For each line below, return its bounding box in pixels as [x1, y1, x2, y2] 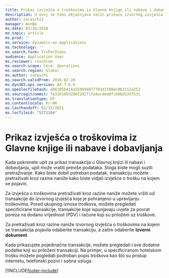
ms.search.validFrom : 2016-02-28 [5, 77, 75, 82]
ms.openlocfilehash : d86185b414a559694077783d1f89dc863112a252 [5, 86, 141, 92]
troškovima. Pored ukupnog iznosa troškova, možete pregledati [5, 201, 136, 207]
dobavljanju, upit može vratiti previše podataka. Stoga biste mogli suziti [5, 164, 153, 170]
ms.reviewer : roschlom [5, 59, 53, 64]
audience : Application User [5, 54, 64, 59]
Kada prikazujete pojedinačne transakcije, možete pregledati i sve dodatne [5, 242, 160, 248]
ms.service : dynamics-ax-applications [5, 40, 87, 45]
